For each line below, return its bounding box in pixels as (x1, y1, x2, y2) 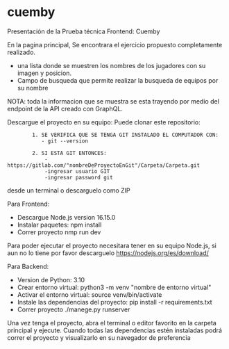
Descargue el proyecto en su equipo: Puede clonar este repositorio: (7, 117, 201, 126)
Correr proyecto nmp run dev (17, 227, 101, 236)
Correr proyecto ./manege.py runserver (17, 305, 130, 314)
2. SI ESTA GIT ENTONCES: (32, 149, 108, 156)
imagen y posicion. (17, 69, 71, 77)
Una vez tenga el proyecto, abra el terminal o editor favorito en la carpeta (7, 318, 217, 327)
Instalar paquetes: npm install (17, 220, 102, 229)
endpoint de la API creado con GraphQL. (7, 104, 124, 113)
